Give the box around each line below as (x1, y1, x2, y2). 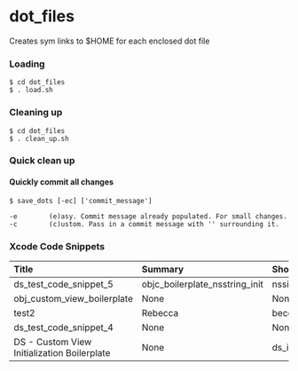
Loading (9, 58, 46, 70)
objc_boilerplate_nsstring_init (141, 278, 264, 290)
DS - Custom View (13, 335, 92, 348)
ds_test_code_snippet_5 (13, 278, 114, 290)
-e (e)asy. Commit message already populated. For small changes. (9, 211, 288, 221)
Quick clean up (9, 154, 75, 167)
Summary (141, 263, 184, 275)
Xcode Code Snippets (9, 240, 106, 252)
